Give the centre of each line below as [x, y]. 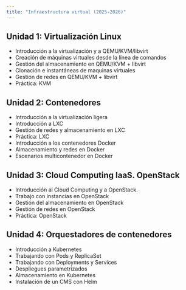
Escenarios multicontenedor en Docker [64, 156]
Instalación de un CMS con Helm [56, 281]
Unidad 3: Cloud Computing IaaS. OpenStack [93, 175]
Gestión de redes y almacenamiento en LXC [70, 130]
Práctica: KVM [33, 83]
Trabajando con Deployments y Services [66, 262]
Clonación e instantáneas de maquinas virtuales [75, 71]
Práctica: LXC [32, 137]
